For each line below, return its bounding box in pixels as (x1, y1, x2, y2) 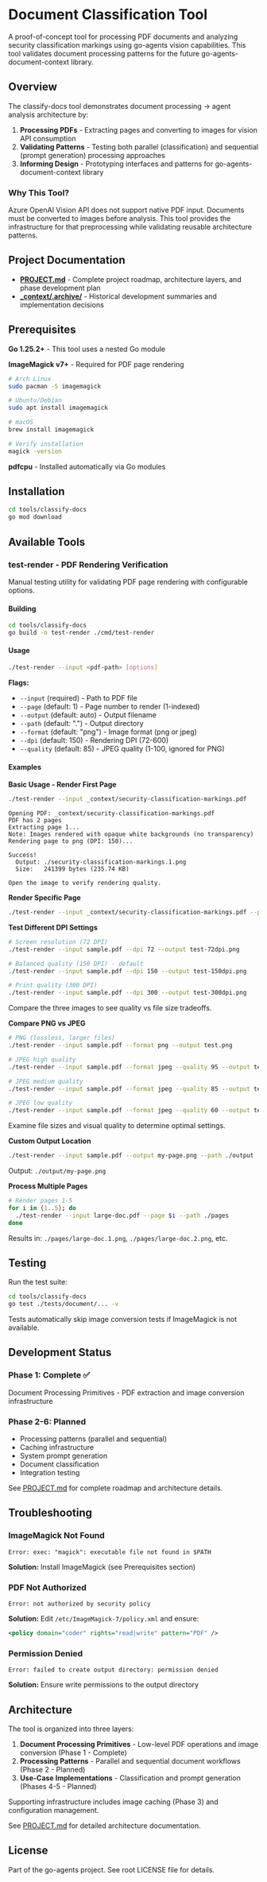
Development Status (8, 1346, 112, 1359)
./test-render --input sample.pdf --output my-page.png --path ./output (8, 1152, 254, 1160)
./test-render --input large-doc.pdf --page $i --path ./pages (15, 1212, 229, 1219)
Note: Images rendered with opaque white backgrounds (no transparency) (8, 830, 254, 839)
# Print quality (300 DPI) (8, 981, 98, 990)
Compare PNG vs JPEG (8, 1018, 86, 1028)
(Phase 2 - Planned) (19, 1765, 86, 1775)
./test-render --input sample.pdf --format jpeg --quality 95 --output (8, 1063, 250, 1071)
